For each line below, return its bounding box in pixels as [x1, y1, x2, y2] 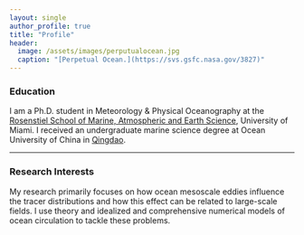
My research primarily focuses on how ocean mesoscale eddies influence [9, 186, 285, 197]
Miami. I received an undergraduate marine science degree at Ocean [9, 125, 266, 136]
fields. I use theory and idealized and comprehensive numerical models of [9, 205, 286, 216]
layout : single [9, 13, 67, 23]
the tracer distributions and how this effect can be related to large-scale [9, 195, 278, 206]
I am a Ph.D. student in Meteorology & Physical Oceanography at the [9, 106, 265, 117]
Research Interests [9, 165, 95, 178]
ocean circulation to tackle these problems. [9, 214, 171, 226]
